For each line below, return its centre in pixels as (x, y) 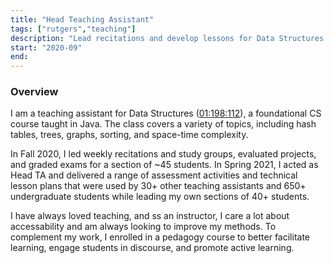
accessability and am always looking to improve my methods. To (143, 227)
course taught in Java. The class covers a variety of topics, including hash (163, 124)
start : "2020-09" (46, 47)
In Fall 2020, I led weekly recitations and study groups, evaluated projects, (163, 154)
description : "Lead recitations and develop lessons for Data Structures (167, 38)
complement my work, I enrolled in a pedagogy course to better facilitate (160, 237)
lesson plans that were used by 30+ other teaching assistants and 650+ (158, 186)
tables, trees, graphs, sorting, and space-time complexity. (129, 135)
